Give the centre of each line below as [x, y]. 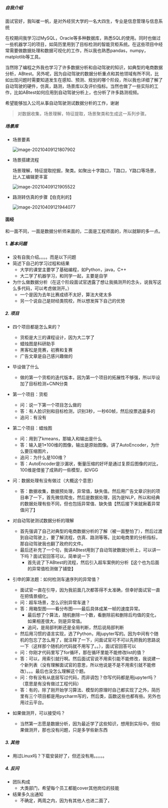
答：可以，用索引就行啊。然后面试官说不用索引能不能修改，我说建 [88, 659]
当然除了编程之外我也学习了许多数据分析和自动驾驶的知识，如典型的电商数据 [84, 67]
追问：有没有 [33, 417]
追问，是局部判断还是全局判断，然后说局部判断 [75, 627]
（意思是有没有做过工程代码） [50, 684]
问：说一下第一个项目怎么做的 [50, 405]
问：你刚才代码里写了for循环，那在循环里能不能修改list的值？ [83, 652]
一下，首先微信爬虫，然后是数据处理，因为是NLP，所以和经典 [96, 497]
